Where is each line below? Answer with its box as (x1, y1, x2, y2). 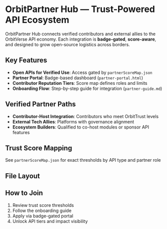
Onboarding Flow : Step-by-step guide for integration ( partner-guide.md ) (12, 85, 162, 91)
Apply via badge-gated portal (12, 212, 73, 219)
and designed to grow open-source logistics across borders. (5, 41, 130, 47)
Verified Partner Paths (5, 100, 76, 108)
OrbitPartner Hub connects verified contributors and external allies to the (5, 31, 156, 37)
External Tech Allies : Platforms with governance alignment (12, 119, 134, 125)
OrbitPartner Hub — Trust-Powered (5, 4, 155, 15)
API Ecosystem (5, 14, 69, 26)
